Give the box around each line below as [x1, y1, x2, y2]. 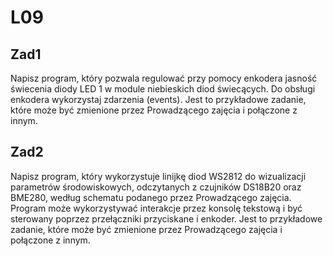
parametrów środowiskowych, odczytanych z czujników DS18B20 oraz [10, 181, 302, 193]
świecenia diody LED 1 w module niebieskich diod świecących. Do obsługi [10, 83, 316, 95]
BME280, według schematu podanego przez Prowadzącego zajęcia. [10, 191, 292, 203]
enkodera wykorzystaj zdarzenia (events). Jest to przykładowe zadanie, [10, 94, 307, 105]
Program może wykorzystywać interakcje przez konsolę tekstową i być [10, 202, 303, 214]
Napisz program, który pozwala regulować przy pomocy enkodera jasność [10, 72, 318, 84]
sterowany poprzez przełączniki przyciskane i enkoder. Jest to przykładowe [10, 212, 323, 225]
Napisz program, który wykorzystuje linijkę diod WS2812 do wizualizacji [10, 170, 307, 182]
